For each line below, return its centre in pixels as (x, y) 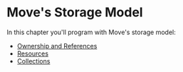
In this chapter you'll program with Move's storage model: (91, 32)
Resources (33, 53)
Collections (33, 61)
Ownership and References (57, 46)
